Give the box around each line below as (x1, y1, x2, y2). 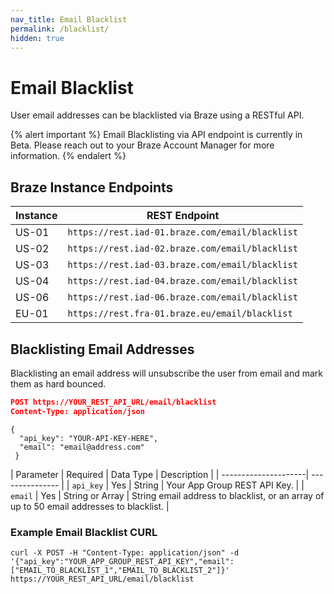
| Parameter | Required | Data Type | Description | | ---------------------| (10, 468, 310, 480)
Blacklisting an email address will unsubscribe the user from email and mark (10, 367, 324, 379)
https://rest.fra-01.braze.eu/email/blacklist (67, 308, 293, 320)
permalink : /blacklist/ (10, 24, 110, 34)
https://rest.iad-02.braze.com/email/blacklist (67, 243, 298, 255)
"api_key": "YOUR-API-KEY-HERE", (19, 433, 159, 443)
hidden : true (10, 33, 65, 43)
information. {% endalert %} (10, 150, 127, 162)
